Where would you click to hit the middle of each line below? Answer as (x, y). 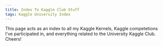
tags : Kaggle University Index (38, 14)
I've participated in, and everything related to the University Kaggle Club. (80, 34)
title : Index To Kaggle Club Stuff (42, 10)
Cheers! (13, 39)
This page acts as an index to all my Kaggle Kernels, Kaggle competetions (81, 28)
